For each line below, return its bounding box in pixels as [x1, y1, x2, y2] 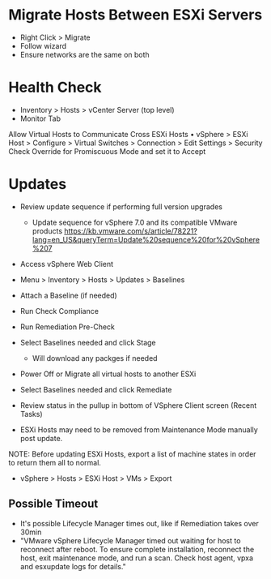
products [32, 225, 63, 236]
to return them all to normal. [8, 457, 101, 467]
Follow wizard [19, 41, 67, 50]
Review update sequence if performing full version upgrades [19, 201, 222, 212]
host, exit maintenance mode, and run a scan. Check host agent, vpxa [19, 553, 253, 563]
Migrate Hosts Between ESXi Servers [8, 6, 263, 24]
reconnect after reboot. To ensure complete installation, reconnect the [19, 544, 255, 554]
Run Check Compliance [19, 306, 100, 315]
